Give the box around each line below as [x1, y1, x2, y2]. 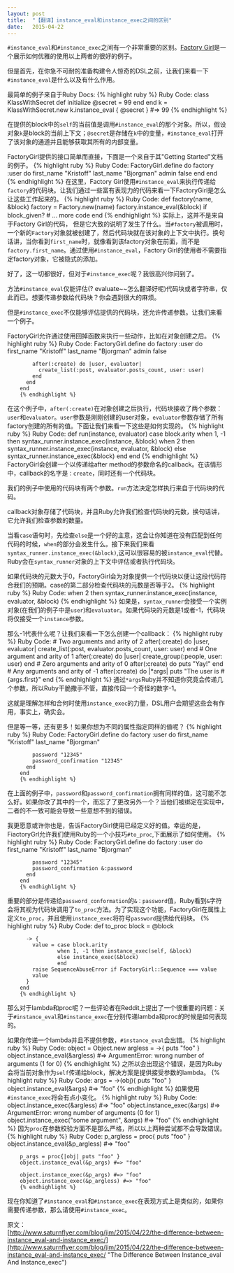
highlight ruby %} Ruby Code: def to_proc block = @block [7, 922, 174, 930]
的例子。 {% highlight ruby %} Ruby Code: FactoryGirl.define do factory [7, 162, 214, 170]
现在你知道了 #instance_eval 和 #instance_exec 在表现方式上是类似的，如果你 [7, 1197, 224, 1205]
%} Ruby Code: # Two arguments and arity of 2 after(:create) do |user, [7, 637, 210, 646]
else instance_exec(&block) [57, 954, 139, 961]
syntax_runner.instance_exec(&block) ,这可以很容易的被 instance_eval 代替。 [7, 548, 227, 557]
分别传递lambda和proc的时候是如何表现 [112, 1012, 227, 1021]
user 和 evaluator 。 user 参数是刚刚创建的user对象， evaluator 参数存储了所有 [7, 413, 224, 422]
